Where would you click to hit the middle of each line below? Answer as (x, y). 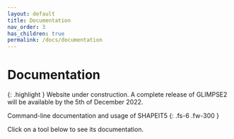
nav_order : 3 (27, 27)
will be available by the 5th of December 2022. (75, 102)
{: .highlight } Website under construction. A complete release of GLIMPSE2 (117, 95)
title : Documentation (39, 20)
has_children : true (36, 34)
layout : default (31, 14)
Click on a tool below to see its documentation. (75, 129)
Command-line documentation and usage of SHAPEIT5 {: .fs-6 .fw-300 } (113, 116)
